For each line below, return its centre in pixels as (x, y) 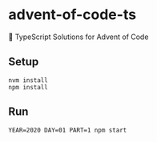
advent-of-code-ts (72, 15)
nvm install (28, 80)
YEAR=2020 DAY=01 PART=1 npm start (68, 130)
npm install (28, 87)
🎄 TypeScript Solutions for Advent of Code (78, 37)
